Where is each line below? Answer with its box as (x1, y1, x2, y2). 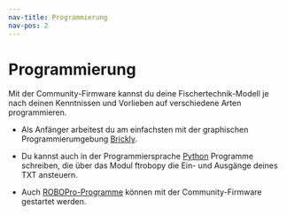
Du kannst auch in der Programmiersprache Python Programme (20, 151, 254, 162)
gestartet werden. (20, 196, 87, 207)
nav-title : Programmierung (8, 12, 108, 22)
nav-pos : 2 (8, 21, 49, 30)
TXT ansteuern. (20, 170, 79, 180)
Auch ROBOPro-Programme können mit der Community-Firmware (20, 187, 262, 197)
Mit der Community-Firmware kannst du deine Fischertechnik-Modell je (8, 88, 269, 99)
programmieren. (8, 107, 67, 118)
